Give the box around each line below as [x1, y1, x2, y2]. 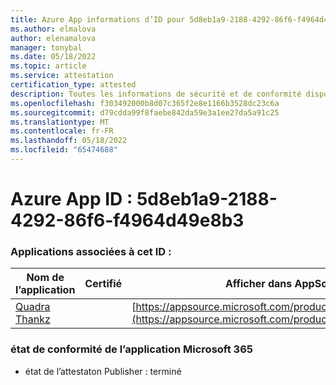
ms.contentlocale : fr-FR [10, 126, 114, 136]
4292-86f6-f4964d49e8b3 [10, 209, 245, 232]
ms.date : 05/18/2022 [10, 52, 97, 62]
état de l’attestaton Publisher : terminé [24, 365, 182, 377]
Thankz [15, 312, 51, 326]
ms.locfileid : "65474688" [10, 145, 118, 155]
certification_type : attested [10, 80, 137, 90]
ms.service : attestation [10, 71, 114, 81]
